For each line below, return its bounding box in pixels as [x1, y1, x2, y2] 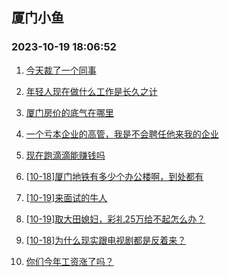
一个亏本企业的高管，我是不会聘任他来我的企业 [25, 128, 219, 140]
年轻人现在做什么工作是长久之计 [25, 85, 158, 97]
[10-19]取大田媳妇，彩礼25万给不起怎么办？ [25, 213, 206, 225]
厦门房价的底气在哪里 [25, 106, 114, 118]
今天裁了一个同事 [25, 64, 97, 76]
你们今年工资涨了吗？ [25, 255, 114, 267]
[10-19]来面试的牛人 [25, 191, 108, 203]
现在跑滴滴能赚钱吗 [25, 149, 106, 161]
